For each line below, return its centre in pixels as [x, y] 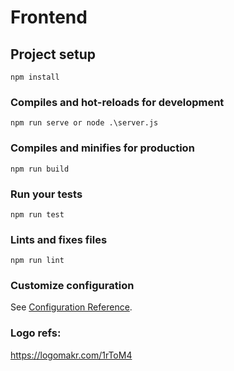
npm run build [40, 169]
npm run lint [37, 261]
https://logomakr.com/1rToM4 [71, 355]
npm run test [37, 214]
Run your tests [46, 194]
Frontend [49, 17]
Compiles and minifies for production [102, 148]
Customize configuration [72, 286]
